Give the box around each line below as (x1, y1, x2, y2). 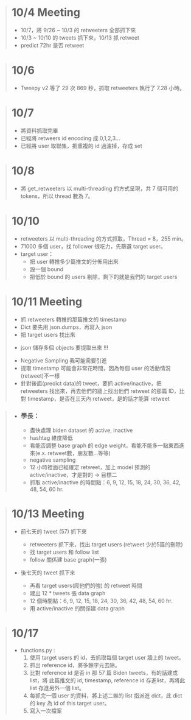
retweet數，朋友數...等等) (47, 449, 111, 456)
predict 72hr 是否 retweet (20, 41, 85, 49)
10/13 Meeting (11, 507, 85, 521)
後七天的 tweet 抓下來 (20, 569, 75, 576)
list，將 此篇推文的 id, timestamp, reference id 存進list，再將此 (29, 676, 186, 684)
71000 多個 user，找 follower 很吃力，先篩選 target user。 (20, 242, 167, 250)
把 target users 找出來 (20, 331, 75, 338)
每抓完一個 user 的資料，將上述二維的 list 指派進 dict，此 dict (29, 691, 182, 699)
